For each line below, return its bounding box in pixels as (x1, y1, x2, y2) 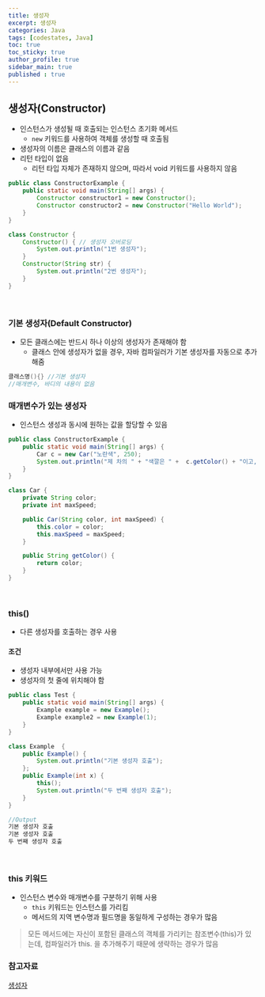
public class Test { (8, 692, 77, 699)
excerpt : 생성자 (8, 19, 57, 27)
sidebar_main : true (8, 63, 73, 71)
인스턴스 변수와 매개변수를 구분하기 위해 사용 (19, 893, 158, 902)
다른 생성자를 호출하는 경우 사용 (19, 627, 117, 637)
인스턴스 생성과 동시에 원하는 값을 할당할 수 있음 (19, 420, 168, 430)
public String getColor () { (22, 552, 115, 560)
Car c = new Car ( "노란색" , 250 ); (36, 450, 142, 458)
